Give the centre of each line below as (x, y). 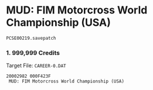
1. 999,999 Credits (33, 53)
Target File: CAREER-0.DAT (36, 65)
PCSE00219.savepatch (31, 38)
